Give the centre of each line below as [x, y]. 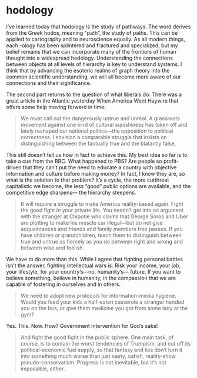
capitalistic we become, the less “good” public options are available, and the [98, 186]
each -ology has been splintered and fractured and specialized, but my [92, 45]
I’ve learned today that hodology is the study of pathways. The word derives [98, 27]
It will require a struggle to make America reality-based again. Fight [102, 203]
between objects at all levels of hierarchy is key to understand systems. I [94, 64]
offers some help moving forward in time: [56, 107]
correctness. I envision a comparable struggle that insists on [94, 137]
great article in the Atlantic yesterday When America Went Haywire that [92, 100]
